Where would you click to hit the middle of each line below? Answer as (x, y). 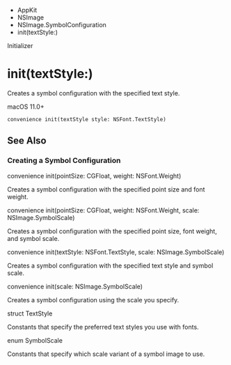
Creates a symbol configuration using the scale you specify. (93, 300)
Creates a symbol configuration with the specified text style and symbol (110, 265)
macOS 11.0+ (26, 107)
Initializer (20, 46)
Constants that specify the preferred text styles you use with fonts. (103, 327)
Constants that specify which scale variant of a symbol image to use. (106, 354)
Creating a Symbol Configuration (64, 161)
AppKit (27, 10)
